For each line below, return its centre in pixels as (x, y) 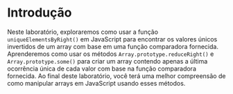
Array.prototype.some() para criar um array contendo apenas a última (107, 61)
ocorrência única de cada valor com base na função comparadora (102, 68)
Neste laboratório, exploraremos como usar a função (83, 32)
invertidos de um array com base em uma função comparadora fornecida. (113, 46)
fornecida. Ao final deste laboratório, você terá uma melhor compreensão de (116, 76)
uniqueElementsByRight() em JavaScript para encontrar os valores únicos (112, 39)
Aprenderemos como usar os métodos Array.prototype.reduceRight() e (111, 54)
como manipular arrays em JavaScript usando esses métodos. (96, 83)
